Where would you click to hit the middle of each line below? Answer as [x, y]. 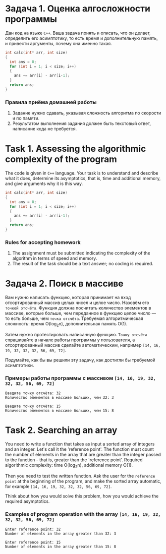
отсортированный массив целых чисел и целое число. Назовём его [77, 303]
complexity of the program [61, 159]
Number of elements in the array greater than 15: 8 [61, 547]
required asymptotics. [28, 501]
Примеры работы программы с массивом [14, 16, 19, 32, [81, 378]
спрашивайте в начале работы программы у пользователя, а [70, 340]
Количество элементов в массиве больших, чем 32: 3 [59, 398]
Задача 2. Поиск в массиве [64, 284]
